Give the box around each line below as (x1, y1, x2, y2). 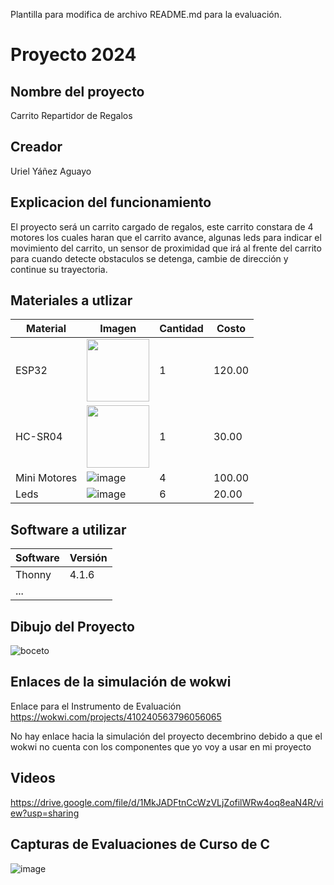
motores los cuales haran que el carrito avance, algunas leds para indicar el (10, 231, 322, 243)
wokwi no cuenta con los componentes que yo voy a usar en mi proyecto (10, 740, 312, 753)
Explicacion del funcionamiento (10, 194, 212, 211)
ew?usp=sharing (10, 807, 80, 819)
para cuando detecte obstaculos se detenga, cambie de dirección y (10, 252, 289, 264)
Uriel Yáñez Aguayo (10, 165, 92, 177)
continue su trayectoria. (10, 263, 108, 275)
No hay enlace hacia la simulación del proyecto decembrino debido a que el (10, 730, 323, 742)
